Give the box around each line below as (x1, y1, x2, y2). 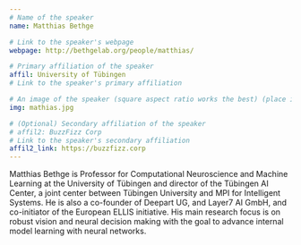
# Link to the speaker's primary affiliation (9, 79, 182, 88)
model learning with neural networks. (9, 225, 147, 237)
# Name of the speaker (9, 13, 94, 22)
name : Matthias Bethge (9, 21, 94, 30)
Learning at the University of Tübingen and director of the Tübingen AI (9, 178, 269, 189)
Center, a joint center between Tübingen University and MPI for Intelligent (9, 188, 280, 199)
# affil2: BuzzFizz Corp (9, 127, 102, 137)
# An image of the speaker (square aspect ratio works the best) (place (9, 95, 287, 104)
